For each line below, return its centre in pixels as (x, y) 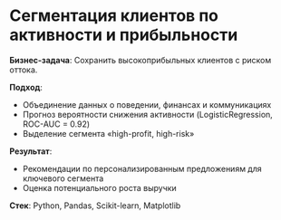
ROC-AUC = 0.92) (56, 124)
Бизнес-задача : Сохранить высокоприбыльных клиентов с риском (140, 60)
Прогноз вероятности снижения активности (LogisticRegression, (148, 114)
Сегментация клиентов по (114, 16)
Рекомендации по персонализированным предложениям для (142, 168)
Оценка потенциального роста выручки (99, 187)
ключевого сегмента (63, 178)
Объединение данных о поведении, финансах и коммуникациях (147, 104)
